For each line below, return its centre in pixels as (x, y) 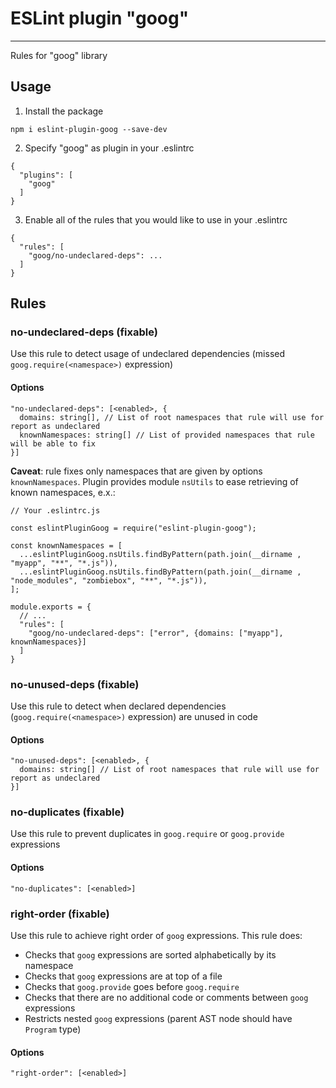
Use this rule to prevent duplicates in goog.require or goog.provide (147, 834)
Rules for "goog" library (59, 55)
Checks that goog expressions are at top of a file (123, 976)
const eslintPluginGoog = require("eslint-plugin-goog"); (133, 528)
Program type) (53, 1029)
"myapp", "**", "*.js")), (64, 563)
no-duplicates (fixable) (67, 812)
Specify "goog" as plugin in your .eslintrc (109, 148)
